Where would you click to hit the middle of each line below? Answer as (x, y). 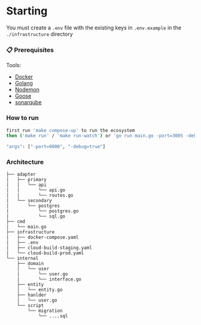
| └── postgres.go (42, 211)
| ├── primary (26, 180)
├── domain (31, 264)
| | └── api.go (36, 190)
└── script (31, 306)
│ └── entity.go (40, 290)
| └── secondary (29, 201)
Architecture (25, 162)
